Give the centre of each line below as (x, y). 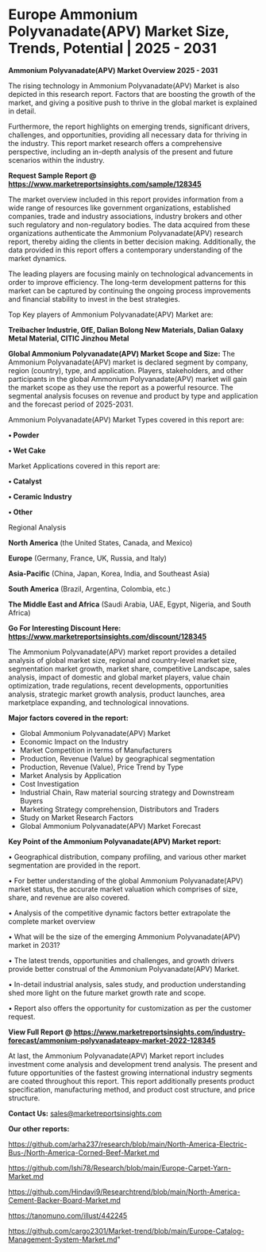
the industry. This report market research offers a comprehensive (115, 143)
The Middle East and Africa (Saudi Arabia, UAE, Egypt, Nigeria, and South (130, 604)
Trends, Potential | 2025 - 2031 (112, 48)
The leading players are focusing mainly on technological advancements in (131, 274)
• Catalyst (25, 481)
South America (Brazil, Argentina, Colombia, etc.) (90, 588)
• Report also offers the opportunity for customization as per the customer (130, 1008)
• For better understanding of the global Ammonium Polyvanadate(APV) (126, 880)
